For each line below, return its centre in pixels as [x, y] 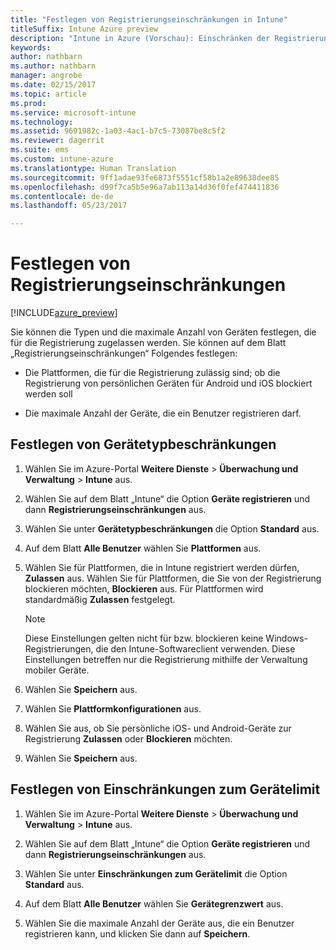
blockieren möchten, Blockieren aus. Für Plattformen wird [144, 588]
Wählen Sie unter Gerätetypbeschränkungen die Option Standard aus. [172, 528]
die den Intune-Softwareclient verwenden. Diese [195, 648]
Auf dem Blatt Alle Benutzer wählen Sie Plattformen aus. [143, 548]
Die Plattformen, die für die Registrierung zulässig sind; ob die [152, 373]
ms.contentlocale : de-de [62, 196]
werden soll [48, 394]
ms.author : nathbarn [53, 66]
